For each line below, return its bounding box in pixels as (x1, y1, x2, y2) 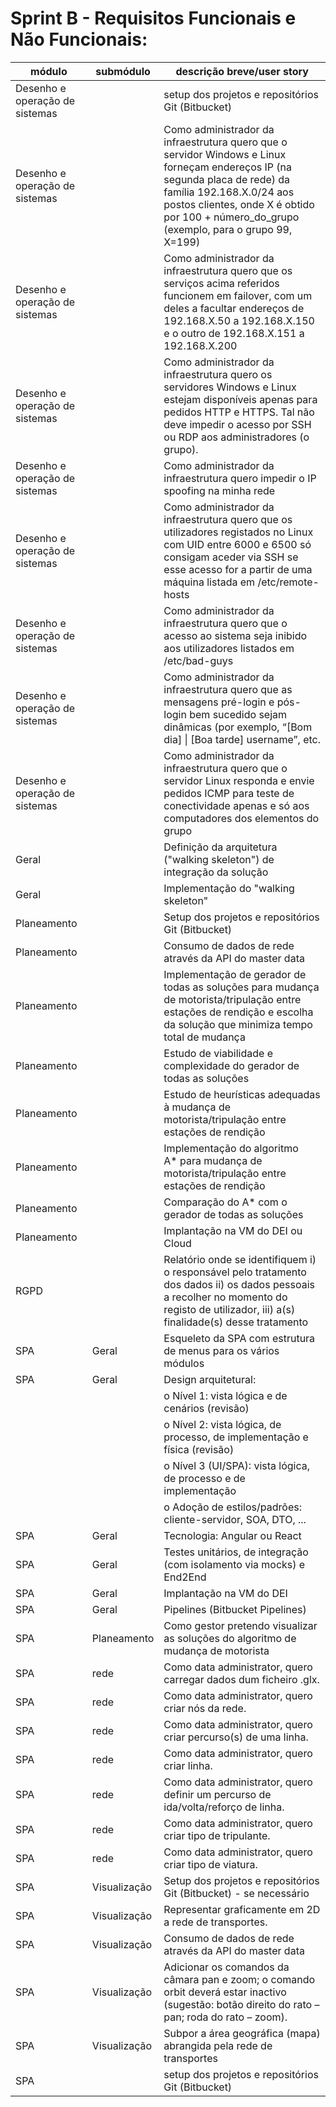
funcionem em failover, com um (163, 288, 313, 302)
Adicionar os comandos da (163, 1960, 290, 1974)
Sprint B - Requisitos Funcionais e (10, 7, 297, 30)
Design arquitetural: (163, 1372, 257, 1386)
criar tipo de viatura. (163, 1857, 258, 1871)
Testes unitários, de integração (163, 1545, 309, 1559)
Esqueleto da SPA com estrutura (163, 1331, 316, 1345)
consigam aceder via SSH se (163, 550, 299, 564)
